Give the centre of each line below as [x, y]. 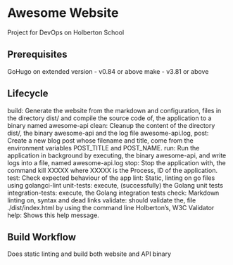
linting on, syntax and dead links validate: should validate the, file [102, 200]
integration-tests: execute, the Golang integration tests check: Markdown [113, 193]
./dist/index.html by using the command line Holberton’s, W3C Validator [111, 207]
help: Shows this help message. [53, 215]
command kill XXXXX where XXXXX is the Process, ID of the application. [113, 170]
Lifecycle [28, 94]
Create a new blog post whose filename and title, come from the [100, 140]
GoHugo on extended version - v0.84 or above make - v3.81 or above [108, 71]
